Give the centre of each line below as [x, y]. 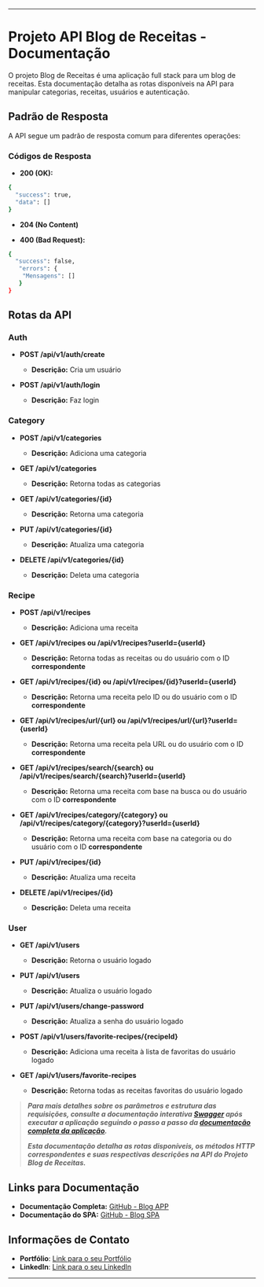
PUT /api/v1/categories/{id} [66, 529]
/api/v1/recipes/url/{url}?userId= [182, 721]
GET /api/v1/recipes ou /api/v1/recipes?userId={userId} [112, 643]
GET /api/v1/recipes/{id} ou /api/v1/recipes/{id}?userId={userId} [128, 682]
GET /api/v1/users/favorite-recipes [78, 1076]
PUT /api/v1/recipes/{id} [60, 862]
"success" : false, [46, 261]
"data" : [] [33, 202]
